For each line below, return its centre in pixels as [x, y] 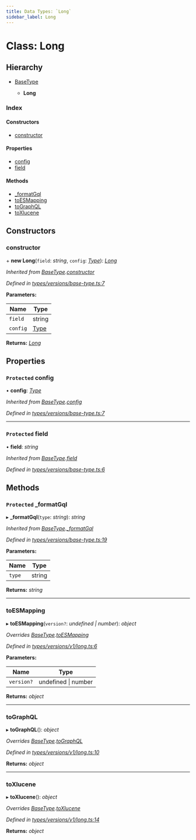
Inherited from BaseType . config [44, 402]
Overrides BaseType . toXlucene [43, 808]
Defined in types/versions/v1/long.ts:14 [53, 820]
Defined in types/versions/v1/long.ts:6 [52, 646]
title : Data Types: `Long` [39, 11]
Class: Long [36, 46]
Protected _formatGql [37, 505]
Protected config [30, 378]
